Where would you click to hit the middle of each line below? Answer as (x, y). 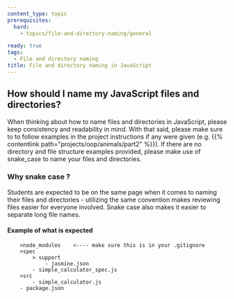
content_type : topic (37, 14)
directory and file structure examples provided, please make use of (104, 151)
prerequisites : (29, 20)
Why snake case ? (39, 177)
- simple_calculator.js (67, 282)
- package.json (42, 288)
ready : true (25, 46)
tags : (15, 53)
